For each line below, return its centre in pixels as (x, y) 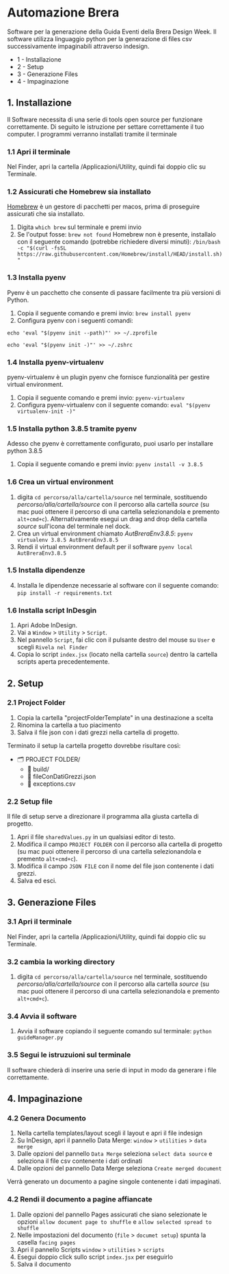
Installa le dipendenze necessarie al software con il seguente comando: (118, 585)
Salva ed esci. (37, 881)
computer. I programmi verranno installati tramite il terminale (92, 134)
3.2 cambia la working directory (61, 961)
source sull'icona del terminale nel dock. (74, 526)
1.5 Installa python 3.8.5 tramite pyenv (72, 429)
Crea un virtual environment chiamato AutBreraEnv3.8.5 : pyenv (105, 533)
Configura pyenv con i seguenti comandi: (75, 320)
